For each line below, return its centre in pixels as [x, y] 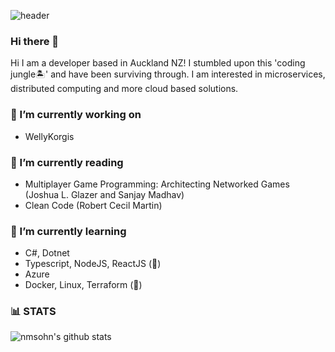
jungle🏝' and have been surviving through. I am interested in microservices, [168, 74]
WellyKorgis [49, 136]
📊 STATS [33, 312]
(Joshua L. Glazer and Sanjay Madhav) [104, 194]
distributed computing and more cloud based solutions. [124, 89]
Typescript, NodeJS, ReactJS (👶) [93, 264]
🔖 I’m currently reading [67, 162]
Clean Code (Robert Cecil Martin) [93, 205]
